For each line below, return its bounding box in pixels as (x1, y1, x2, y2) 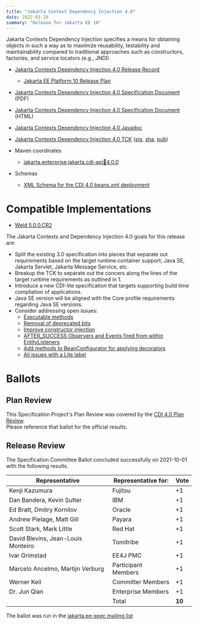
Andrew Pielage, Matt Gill (9, 515, 79, 523)
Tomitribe (112, 538, 139, 547)
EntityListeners (23, 339, 60, 346)
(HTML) (14, 113, 34, 120)
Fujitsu (112, 486, 131, 495)
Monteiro (9, 542, 34, 550)
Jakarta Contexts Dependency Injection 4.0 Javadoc (14, 125, 143, 132)
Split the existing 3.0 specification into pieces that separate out (14, 251, 168, 258)
